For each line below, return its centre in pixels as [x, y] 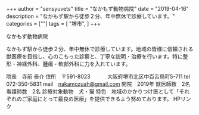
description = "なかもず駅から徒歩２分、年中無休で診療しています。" [91, 16]
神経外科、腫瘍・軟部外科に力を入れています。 [74, 64]
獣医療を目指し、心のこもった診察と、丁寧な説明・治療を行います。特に [95, 56]
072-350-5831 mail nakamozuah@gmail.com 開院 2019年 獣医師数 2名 [98, 84]
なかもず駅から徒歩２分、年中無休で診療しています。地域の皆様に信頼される [100, 49]
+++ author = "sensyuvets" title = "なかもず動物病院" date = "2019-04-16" [97, 9]
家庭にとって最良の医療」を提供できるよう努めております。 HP [104, 99]
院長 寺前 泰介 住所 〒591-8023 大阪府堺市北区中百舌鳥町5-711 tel [98, 77]
